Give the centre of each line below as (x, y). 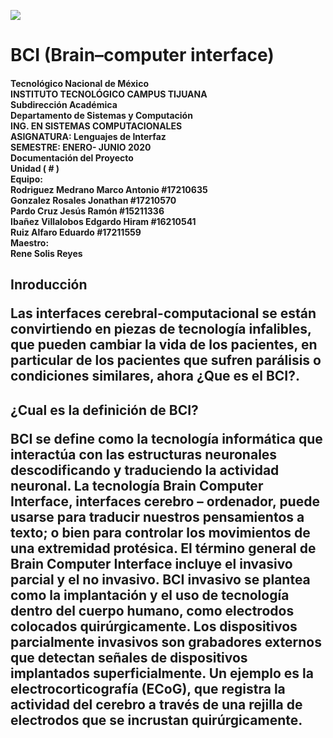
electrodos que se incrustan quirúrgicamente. (156, 720)
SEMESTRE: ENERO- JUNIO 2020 (81, 147)
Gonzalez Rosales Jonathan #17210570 (93, 200)
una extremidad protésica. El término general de (163, 548)
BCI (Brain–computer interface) (142, 55)
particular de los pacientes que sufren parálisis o (166, 360)
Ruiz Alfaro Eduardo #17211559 (76, 232)
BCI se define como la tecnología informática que (166, 438)
